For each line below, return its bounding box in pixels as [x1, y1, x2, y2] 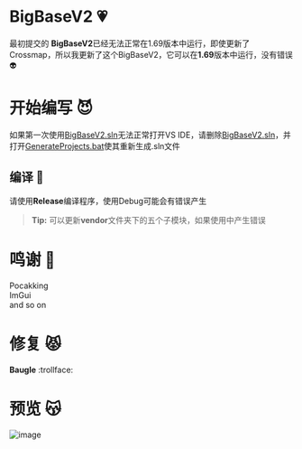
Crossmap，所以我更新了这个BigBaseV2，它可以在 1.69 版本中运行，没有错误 [9, 49, 293, 60]
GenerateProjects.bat [25, 140, 105, 151]
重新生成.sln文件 [119, 140, 180, 151]
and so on [9, 299, 47, 310]
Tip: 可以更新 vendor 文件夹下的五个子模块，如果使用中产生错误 [31, 214, 266, 225]
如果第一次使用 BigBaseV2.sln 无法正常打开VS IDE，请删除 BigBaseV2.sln [9, 129, 276, 140]
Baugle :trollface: [9, 364, 74, 375]
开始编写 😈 [9, 98, 93, 118]
